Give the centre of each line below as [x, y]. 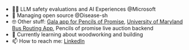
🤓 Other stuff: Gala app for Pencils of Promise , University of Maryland [97, 21]
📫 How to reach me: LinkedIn [48, 41]
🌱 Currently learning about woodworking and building [77, 34]
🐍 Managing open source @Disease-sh [60, 15]
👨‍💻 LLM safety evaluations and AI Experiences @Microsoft [84, 9]
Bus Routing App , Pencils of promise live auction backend [82, 28]
